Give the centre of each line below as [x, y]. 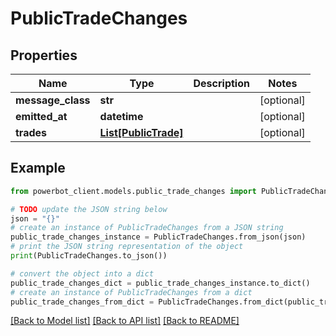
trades [31, 132]
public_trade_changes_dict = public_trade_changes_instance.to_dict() [160, 283]
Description [221, 83]
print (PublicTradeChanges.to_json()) [89, 256]
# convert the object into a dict [82, 273]
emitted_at [41, 116]
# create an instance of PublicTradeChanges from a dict [131, 292]
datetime [121, 116]
